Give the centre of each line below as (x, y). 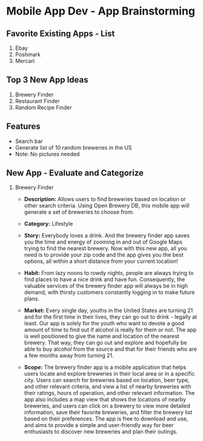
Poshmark (28, 55)
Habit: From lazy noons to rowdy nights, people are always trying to (109, 273)
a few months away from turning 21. (69, 356)
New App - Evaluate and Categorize (75, 173)
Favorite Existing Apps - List (61, 34)
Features (23, 126)
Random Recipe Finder (43, 107)
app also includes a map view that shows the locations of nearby (105, 400)
